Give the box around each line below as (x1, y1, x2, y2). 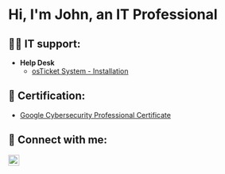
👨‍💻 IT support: (8, 37, 81, 51)
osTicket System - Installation (31, 66, 129, 76)
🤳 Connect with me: (8, 133, 107, 147)
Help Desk (19, 58, 55, 67)
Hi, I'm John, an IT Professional (8, 6, 218, 24)
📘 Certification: (8, 89, 86, 103)
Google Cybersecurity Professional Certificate (19, 110, 171, 119)
